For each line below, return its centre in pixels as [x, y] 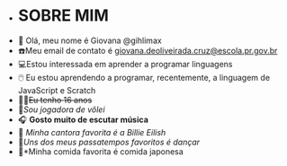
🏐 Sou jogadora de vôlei [61, 109]
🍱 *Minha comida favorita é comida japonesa [101, 151]
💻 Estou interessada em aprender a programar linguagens [125, 64]
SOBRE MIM [63, 16]
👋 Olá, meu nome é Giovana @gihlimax [90, 40]
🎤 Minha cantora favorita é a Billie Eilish [92, 132]
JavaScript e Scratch [57, 90]
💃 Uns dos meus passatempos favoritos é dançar [109, 142]
